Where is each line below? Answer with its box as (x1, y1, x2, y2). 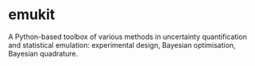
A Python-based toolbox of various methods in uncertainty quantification (8, 32, 248, 41)
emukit (8, 6, 56, 24)
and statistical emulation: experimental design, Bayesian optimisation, (8, 40, 236, 49)
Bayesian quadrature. (8, 49, 78, 58)
